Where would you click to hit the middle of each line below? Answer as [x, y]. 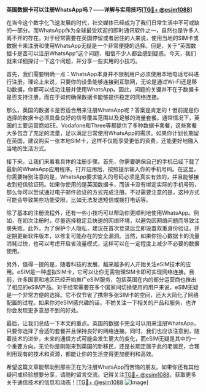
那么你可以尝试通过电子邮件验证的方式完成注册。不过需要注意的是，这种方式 [103, 192]
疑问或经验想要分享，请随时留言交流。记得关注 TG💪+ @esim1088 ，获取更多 [101, 375]
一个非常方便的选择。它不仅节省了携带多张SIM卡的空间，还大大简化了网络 [105, 295]
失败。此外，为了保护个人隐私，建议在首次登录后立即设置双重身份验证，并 [105, 228]
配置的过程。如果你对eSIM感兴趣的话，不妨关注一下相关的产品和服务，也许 [101, 302]
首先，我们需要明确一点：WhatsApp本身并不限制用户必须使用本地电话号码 [100, 74]
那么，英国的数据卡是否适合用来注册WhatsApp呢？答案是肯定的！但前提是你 [103, 110]
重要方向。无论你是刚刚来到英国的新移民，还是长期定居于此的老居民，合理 [105, 346]
